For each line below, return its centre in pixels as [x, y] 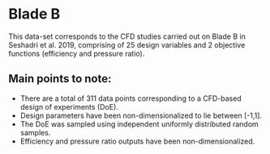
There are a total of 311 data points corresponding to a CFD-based [131, 98]
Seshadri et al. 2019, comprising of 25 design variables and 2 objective [127, 44]
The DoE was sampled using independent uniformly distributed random [139, 124]
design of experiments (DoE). [69, 106]
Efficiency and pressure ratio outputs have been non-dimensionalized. [137, 141]
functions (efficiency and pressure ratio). [77, 53]
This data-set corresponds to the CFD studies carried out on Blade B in [127, 36]
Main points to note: [60, 79]
